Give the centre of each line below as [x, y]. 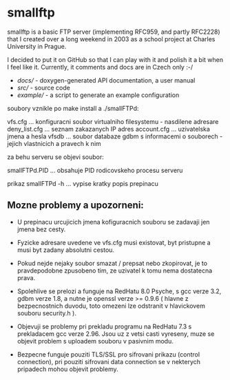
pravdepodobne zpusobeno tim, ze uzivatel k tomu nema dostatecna [115, 271]
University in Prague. [37, 46]
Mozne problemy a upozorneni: [76, 205]
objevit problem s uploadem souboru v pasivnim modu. [95, 341]
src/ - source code [43, 87]
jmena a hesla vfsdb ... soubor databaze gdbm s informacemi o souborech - [115, 136]
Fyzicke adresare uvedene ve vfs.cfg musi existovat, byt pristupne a [114, 242]
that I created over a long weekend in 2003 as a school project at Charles [111, 39]
